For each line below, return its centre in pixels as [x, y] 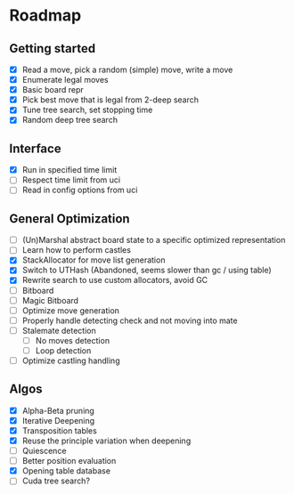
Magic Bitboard [50, 300]
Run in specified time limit [69, 170]
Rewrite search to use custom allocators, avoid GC [115, 280]
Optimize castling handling [71, 360]
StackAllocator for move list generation [94, 260]
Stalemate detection [59, 330]
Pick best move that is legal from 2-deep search [110, 100]
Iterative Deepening [58, 420]
